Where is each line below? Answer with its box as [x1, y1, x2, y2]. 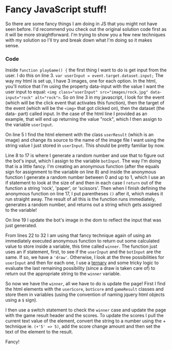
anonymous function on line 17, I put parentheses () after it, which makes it [5, 191, 163, 197]
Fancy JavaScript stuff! [5, 4, 107, 15]
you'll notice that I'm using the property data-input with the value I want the [5, 83, 165, 89]
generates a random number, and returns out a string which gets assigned [5, 201, 162, 208]
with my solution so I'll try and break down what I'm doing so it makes [5, 37, 153, 43]
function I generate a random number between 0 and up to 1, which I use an [5, 174, 165, 180]
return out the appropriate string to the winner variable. [5, 271, 121, 277]
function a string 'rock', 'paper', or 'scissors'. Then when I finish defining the [5, 185, 166, 191]
